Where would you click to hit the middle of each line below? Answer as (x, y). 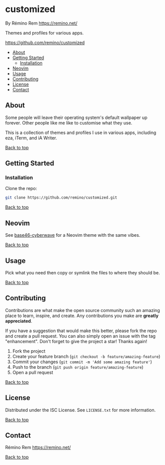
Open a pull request (33, 372)
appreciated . (19, 321)
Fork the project (29, 351)
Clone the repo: (21, 189)
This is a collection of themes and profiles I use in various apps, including (81, 132)
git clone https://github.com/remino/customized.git (61, 198)
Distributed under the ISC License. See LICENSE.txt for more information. (80, 410)
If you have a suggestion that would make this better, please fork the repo (81, 331)
